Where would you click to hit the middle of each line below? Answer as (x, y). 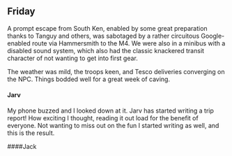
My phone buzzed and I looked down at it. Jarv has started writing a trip (111, 111)
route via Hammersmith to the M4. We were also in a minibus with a (129, 43)
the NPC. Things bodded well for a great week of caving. (89, 79)
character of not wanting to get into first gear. (72, 58)
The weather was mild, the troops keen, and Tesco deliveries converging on (116, 71)
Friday (21, 12)
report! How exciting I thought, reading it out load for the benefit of (103, 118)
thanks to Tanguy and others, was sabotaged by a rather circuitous (103, 36)
